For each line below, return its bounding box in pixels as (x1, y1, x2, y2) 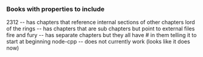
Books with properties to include (6, 5, 105, 13)
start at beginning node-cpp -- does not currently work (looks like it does (6, 38, 190, 45)
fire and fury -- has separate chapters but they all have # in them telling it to (6, 32, 197, 39)
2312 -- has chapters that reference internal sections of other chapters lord (6, 19, 195, 26)
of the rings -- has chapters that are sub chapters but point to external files (6, 25, 195, 32)
